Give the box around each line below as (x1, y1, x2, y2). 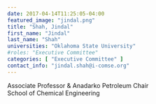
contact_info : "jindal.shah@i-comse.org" (7, 62, 130, 69)
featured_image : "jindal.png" (7, 17, 96, 24)
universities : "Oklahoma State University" (7, 43, 136, 50)
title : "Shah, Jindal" (7, 23, 73, 30)
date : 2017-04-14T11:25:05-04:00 (7, 10, 105, 17)
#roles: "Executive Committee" (7, 50, 99, 57)
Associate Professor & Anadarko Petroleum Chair (7, 81, 149, 89)
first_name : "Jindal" (7, 29, 71, 37)
